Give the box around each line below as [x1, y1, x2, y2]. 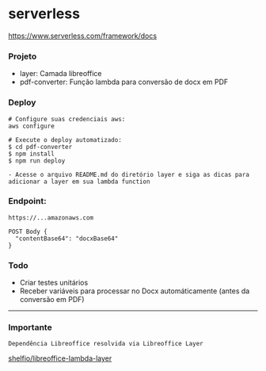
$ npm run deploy [8, 156, 66, 165]
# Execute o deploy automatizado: [8, 136, 123, 143]
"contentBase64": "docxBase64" [15, 235, 119, 243]
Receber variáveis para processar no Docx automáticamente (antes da [19, 286, 250, 296]
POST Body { [8, 228, 47, 235]
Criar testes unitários [19, 278, 89, 288]
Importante [8, 322, 53, 333]
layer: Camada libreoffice [19, 69, 102, 78]
